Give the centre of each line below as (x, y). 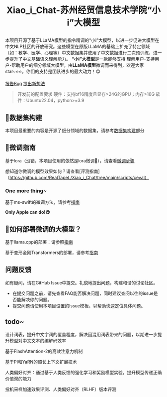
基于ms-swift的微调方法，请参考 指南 (42, 202)
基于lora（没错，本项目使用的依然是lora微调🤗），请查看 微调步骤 (70, 160)
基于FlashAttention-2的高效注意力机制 (44, 351)
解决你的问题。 (37, 299)
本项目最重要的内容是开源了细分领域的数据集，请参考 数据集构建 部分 (75, 131)
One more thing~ (26, 191)
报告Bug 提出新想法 (25, 84)
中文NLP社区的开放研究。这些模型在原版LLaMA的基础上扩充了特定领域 (78, 47)
